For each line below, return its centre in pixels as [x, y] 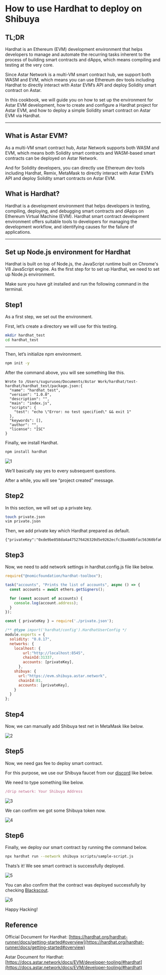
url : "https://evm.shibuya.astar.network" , [62, 676]
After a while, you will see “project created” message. [60, 480]
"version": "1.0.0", [31, 394]
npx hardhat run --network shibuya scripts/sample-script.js [69, 856]
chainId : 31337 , [39, 658]
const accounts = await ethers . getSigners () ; [57, 589]
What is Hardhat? [33, 194]
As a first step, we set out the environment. [49, 317]
